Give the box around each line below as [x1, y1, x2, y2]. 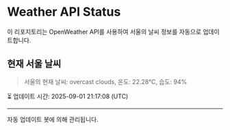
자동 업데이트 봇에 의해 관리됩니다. [7, 115, 99, 123]
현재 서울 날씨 [7, 58, 62, 70]
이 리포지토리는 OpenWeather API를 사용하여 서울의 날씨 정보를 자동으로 [7, 27, 202, 36]
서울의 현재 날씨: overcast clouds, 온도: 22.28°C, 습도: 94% [23, 77, 188, 86]
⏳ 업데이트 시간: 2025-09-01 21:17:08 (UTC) [7, 92, 129, 100]
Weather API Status [7, 4, 121, 20]
